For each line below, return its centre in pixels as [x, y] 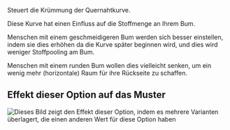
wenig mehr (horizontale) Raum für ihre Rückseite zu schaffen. [97, 73]
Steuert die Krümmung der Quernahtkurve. [69, 10]
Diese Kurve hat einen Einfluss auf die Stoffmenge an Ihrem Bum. [101, 23]
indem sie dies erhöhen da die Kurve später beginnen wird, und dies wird [113, 44]
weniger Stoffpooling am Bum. [51, 52]
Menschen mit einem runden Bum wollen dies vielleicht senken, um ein [109, 65]
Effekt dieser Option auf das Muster [87, 95]
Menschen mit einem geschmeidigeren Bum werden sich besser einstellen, [115, 37]
